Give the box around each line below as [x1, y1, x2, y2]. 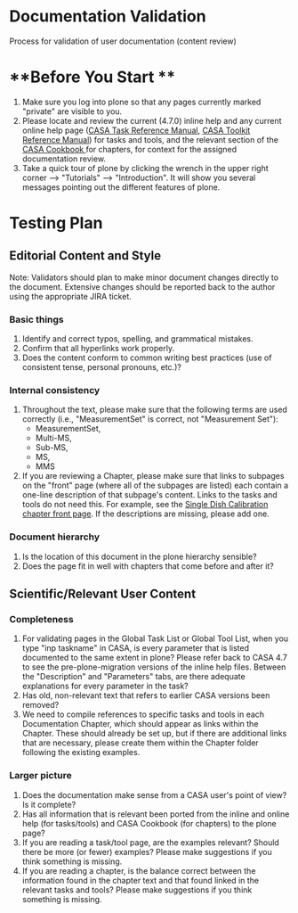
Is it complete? [21, 799, 77, 810]
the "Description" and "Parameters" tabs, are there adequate [21, 671, 246, 682]
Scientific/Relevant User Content [9, 587, 197, 602]
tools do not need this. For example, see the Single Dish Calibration [21, 499, 269, 510]
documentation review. [21, 153, 107, 164]
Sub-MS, [35, 442, 68, 453]
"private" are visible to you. [21, 105, 123, 117]
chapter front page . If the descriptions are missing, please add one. [21, 508, 270, 519]
